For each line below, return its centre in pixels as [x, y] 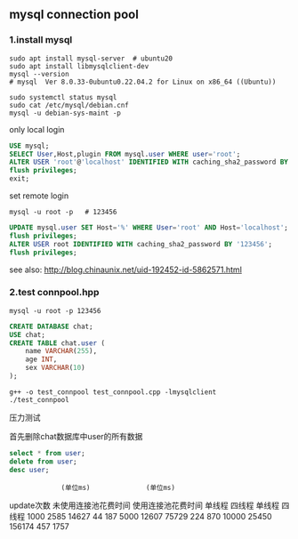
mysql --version [39, 74]
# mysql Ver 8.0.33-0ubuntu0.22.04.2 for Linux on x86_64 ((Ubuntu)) [143, 82]
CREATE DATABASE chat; [51, 326]
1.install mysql [41, 40]
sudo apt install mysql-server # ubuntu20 [91, 58]
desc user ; [29, 470]
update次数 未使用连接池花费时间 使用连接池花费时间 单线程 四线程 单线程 [145, 505]
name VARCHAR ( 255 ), [61, 351]
